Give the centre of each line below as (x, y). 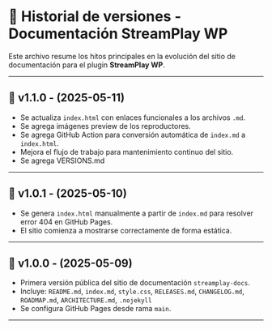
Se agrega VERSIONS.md (62, 160)
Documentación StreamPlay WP (118, 34)
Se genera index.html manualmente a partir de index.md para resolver (136, 213)
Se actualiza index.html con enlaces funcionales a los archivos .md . (132, 117)
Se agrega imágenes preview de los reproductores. (106, 126)
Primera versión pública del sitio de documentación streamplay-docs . (135, 283)
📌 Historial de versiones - (95, 17)
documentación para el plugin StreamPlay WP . (87, 65)
